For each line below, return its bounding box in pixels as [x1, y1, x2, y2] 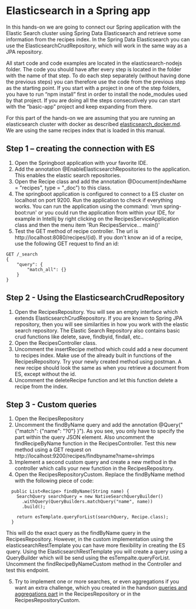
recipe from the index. [14, 383, 68, 390]
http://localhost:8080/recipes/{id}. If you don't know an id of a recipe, [14, 234, 183, 241]
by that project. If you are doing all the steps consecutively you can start [6, 96, 180, 103]
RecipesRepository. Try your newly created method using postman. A [14, 358, 182, 365]
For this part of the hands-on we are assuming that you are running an [6, 114, 176, 121]
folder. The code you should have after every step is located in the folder [6, 65, 181, 72]
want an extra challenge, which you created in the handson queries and [14, 584, 187, 591]
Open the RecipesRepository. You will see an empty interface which [14, 308, 178, 315]
